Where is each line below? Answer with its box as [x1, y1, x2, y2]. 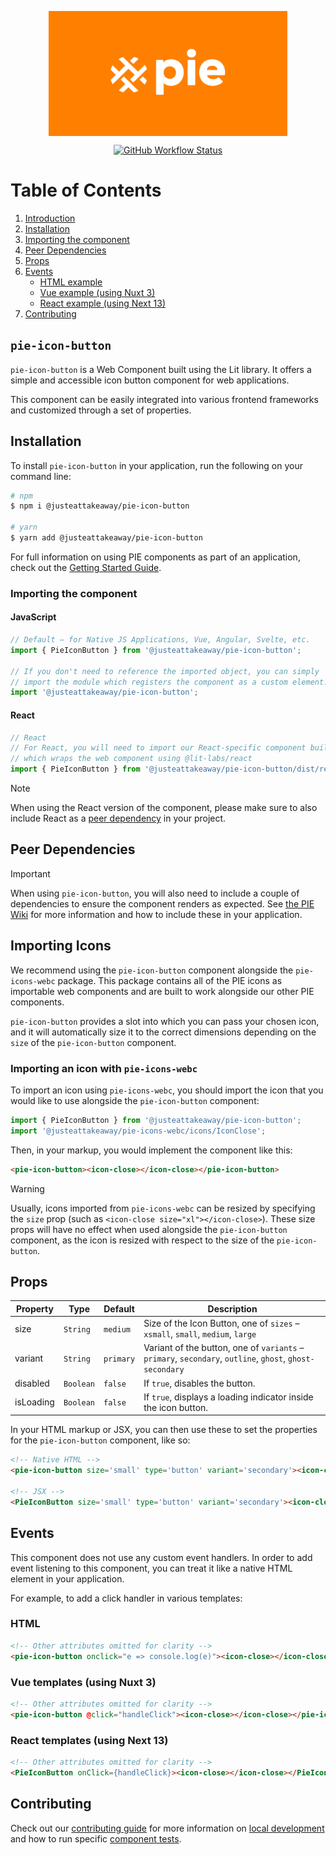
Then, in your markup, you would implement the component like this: [10, 1144, 293, 1156]
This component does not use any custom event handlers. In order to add [10, 1551, 313, 1563]
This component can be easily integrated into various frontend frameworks [10, 393, 319, 405]
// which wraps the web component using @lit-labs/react [10, 754, 253, 764]
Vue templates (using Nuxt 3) [10, 1675, 157, 1689]
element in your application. [10, 1572, 125, 1585]
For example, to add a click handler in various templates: [10, 1592, 243, 1604]
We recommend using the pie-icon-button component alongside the [10, 964, 294, 976]
